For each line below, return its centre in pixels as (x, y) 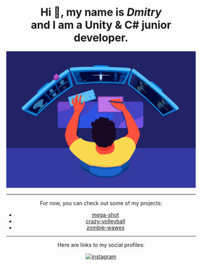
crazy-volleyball (106, 221)
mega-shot (105, 215)
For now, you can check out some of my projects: (101, 203)
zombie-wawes (106, 227)
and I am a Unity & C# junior (101, 25)
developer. (101, 38)
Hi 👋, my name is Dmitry (101, 12)
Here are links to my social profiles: (101, 245)
